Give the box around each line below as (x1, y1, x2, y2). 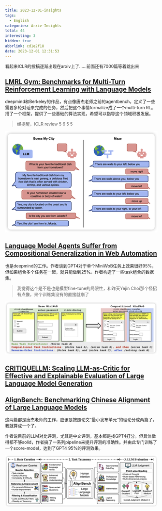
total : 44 (5, 28, 25, 33)
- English (9, 18, 29, 23)
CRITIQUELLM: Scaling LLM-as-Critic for (5, 364, 130, 372)
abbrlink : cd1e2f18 (5, 44, 44, 49)
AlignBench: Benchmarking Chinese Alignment (5, 396, 150, 404)
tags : (5, 13, 16, 18)
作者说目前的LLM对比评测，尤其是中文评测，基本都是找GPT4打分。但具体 (5, 433, 152, 439)
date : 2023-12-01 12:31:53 (5, 49, 59, 53)
